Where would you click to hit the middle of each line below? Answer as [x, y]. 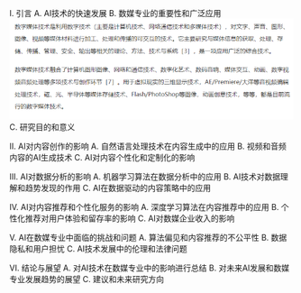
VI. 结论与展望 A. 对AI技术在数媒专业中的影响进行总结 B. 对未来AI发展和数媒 [150, 268]
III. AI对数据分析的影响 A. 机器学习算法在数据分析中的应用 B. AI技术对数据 [145, 177]
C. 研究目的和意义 [42, 127]
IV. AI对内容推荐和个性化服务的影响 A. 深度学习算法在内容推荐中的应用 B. [144, 207]
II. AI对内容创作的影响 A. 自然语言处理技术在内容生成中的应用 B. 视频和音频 [148, 146]
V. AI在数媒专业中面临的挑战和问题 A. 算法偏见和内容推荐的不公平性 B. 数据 [148, 238]
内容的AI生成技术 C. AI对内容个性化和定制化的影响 [102, 158]
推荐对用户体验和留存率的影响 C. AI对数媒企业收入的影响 [130, 218]
